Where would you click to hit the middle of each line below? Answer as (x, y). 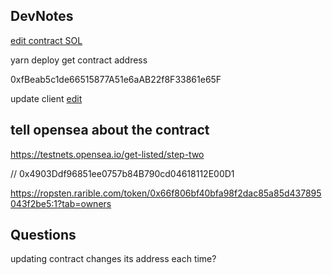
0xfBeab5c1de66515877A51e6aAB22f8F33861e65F (116, 79)
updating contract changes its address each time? (113, 259)
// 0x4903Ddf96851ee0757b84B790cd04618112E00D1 (122, 173)
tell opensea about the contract (110, 130)
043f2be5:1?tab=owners (61, 203)
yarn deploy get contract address (79, 60)
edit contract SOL (46, 40)
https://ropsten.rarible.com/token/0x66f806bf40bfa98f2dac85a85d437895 (166, 193)
